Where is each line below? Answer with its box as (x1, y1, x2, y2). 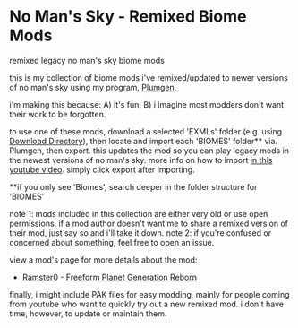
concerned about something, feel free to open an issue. (9, 237, 215, 247)
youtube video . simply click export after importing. (9, 164, 195, 175)
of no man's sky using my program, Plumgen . (9, 82, 177, 92)
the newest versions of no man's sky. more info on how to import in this (9, 154, 273, 165)
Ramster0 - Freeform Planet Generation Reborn (21, 272, 197, 282)
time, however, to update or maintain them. (9, 307, 167, 319)
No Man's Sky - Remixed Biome (9, 6, 247, 27)
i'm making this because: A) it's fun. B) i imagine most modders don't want (9, 99, 285, 109)
